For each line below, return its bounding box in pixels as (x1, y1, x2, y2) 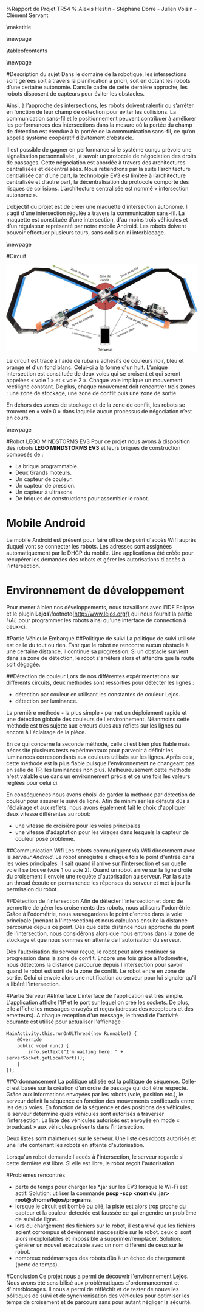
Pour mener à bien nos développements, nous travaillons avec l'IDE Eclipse (6, 603, 194, 611)
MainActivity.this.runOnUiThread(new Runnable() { (6, 1030, 137, 1037)
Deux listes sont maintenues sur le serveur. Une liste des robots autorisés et (6, 1135, 197, 1142)
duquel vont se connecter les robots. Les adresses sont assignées (6, 542, 172, 550)
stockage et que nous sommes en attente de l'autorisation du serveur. (6, 936, 182, 943)
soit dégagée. (6, 661, 41, 668)
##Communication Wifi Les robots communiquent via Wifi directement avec (6, 846, 196, 854)
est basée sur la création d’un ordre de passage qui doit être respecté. (12, 1084, 188, 1092)
